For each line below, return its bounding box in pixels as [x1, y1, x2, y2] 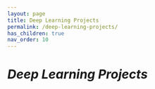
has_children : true [7, 29, 65, 37]
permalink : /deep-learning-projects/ [7, 23, 118, 30]
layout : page [7, 10, 46, 18]
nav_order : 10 [7, 36, 49, 43]
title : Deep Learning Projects [7, 17, 99, 24]
